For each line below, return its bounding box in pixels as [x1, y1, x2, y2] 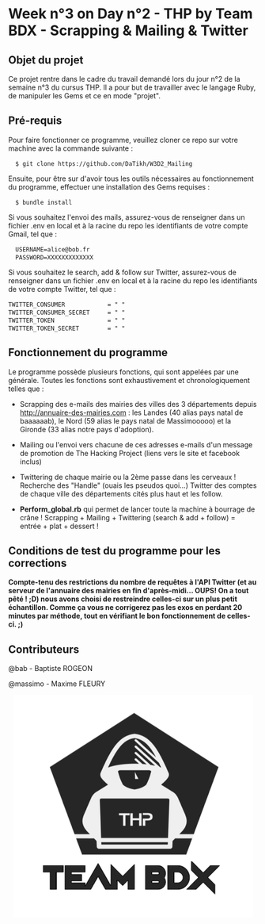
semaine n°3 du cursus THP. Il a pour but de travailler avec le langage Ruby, [8, 82, 256, 92]
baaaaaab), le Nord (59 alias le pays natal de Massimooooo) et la [19, 416, 232, 425]
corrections [8, 557, 67, 570]
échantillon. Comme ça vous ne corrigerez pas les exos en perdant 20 [8, 603, 243, 612]
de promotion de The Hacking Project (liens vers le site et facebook [19, 448, 240, 458]
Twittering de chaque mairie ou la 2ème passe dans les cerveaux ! [19, 472, 237, 481]
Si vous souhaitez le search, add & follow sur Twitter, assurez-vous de [8, 267, 237, 277]
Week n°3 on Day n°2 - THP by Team [8, 5, 253, 23]
